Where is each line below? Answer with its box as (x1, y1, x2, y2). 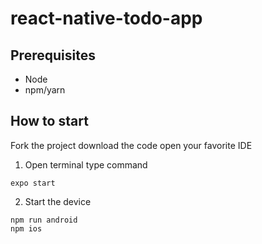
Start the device (24, 195, 92, 207)
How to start (10, 113, 89, 130)
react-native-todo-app (10, 7, 203, 30)
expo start (10, 178, 56, 188)
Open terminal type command (24, 158, 148, 171)
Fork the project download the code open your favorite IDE (10, 139, 253, 151)
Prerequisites (10, 47, 96, 64)
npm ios (10, 223, 43, 234)
